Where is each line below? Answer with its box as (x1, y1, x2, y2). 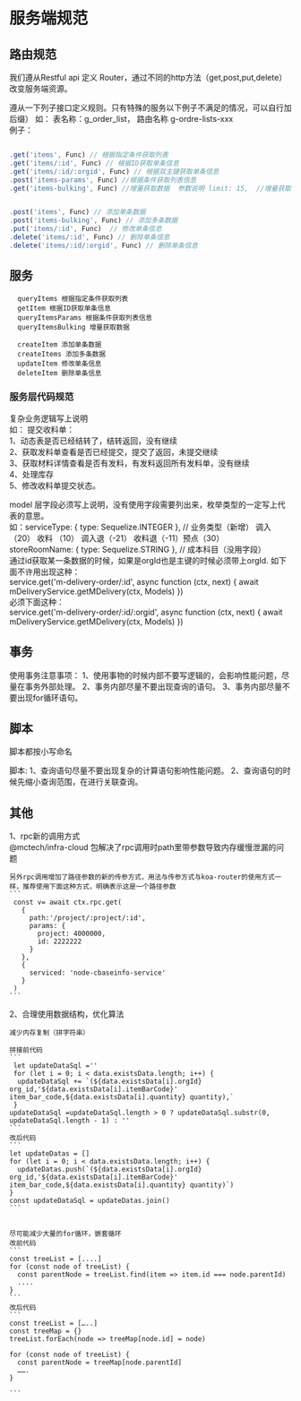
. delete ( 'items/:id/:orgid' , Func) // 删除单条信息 (9, 241, 199, 250)
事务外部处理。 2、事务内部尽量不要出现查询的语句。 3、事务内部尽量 (24, 681, 283, 692)
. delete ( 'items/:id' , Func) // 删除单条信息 (9, 233, 170, 242)
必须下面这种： (9, 597, 64, 607)
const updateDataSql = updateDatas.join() (9, 1197, 170, 1206)
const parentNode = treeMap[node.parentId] (17, 1358, 182, 1367)
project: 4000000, (37, 929, 106, 939)
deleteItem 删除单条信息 (17, 368, 102, 377)
